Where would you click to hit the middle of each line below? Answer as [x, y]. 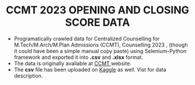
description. [28, 76]
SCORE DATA [97, 22]
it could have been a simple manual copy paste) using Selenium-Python [100, 51]
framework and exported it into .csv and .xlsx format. [79, 57]
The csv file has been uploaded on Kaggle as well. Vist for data [90, 69]
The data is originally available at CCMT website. [73, 63]
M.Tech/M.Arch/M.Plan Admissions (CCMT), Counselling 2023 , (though [101, 45]
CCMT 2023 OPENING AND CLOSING [97, 10]
